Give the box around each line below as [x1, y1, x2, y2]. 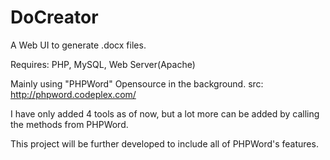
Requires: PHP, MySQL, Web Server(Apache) [10, 58, 196, 70]
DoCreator [10, 6, 99, 29]
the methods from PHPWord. [10, 118, 129, 130]
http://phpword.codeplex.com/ [10, 88, 137, 100]
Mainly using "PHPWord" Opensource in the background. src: [10, 77, 264, 90]
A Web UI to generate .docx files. [10, 39, 147, 51]
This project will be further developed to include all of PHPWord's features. [10, 137, 319, 150]
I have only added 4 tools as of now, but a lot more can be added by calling [10, 107, 320, 120]
